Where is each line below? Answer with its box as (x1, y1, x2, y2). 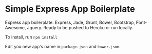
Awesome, (5, 24, 26, 30)
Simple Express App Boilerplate (5, 3, 135, 15)
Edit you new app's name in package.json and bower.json (5, 43, 120, 49)
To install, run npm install (5, 34, 57, 40)
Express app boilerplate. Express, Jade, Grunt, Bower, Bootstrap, (5, 19, 135, 25)
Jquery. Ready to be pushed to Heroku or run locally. (27, 24, 133, 30)
